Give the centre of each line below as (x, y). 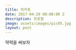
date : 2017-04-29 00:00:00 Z (35, 14)
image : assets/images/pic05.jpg (38, 23)
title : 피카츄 (18, 10)
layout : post (18, 28)
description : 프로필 (25, 19)
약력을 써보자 (18, 43)
